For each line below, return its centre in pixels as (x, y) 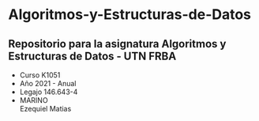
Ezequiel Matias (45, 109)
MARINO (34, 100)
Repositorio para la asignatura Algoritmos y (117, 44)
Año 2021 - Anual (48, 83)
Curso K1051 (40, 75)
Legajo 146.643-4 (49, 92)
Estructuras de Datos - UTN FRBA (92, 56)
